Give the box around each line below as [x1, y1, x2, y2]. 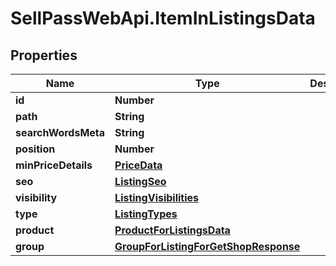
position [15, 142, 56, 156]
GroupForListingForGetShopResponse [114, 240, 301, 253]
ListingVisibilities [114, 191, 200, 204]
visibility [15, 191, 58, 204]
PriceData [114, 158, 163, 172]
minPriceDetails [15, 158, 93, 172]
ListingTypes [114, 207, 178, 221]
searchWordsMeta [15, 126, 106, 139]
